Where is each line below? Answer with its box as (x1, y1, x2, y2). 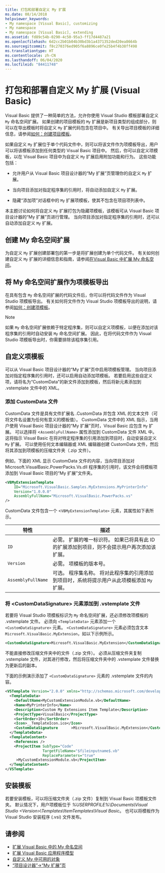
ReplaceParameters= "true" (42, 753, 96, 758)
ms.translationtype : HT (5, 48, 54, 53)
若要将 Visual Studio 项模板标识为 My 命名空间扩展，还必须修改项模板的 (5, 612, 149, 618)
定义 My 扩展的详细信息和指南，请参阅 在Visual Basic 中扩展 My (13, 256, 140, 262)
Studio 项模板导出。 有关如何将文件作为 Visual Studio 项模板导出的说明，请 (5, 298, 157, 304)
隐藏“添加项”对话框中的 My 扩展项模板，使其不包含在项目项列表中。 (12, 197, 148, 203)
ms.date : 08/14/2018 (5, 12, 48, 17)
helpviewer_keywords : (5, 16, 50, 21)
